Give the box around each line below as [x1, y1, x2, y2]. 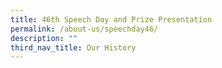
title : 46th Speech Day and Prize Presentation [10, 14, 213, 25]
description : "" [10, 33, 78, 43]
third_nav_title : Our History [10, 42, 137, 53]
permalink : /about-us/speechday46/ [10, 24, 159, 34]
